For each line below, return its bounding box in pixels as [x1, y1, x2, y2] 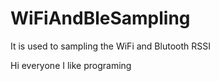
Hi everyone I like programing [10, 59, 132, 71]
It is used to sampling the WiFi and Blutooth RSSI [10, 40, 211, 52]
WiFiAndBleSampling [10, 7, 191, 30]
